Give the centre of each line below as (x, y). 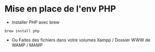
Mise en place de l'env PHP (60, 9)
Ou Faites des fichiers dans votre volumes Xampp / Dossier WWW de (81, 40)
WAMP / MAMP (27, 45)
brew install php (22, 31)
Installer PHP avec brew (35, 22)
